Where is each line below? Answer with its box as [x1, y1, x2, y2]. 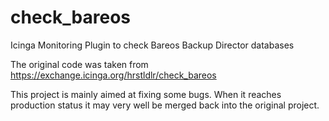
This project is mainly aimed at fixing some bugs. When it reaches [10, 88, 282, 100]
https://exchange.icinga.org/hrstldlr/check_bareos [10, 69, 217, 81]
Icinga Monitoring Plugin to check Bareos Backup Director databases [10, 39, 295, 51]
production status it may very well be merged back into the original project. [10, 99, 320, 111]
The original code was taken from [10, 58, 149, 70]
